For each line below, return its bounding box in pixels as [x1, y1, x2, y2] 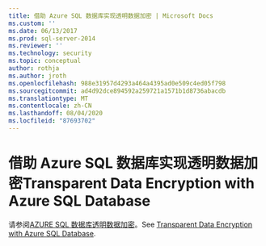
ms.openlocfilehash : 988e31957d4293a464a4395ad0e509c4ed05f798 [8, 79, 226, 87]
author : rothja [8, 65, 60, 73]
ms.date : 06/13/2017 [8, 27, 78, 35]
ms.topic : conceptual [8, 57, 82, 65]
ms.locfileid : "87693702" [8, 117, 95, 125]
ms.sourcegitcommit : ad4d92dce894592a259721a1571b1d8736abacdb [8, 86, 226, 95]
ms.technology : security [8, 49, 92, 57]
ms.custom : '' [8, 19, 57, 27]
